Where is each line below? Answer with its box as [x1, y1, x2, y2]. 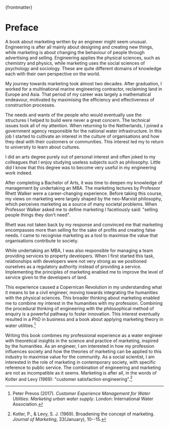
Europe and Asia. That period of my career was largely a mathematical [5, 91, 151, 97]
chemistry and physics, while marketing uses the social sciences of [5, 60, 145, 66]
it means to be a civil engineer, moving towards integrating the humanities [5, 289, 158, 295]
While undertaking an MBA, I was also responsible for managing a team [5, 247, 153, 253]
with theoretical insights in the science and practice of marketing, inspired [5, 338, 159, 344]
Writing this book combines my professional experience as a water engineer [5, 332, 163, 338]
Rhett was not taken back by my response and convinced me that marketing [5, 222, 163, 228]
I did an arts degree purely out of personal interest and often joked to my [5, 153, 156, 159]
